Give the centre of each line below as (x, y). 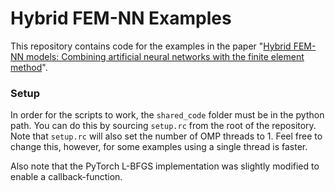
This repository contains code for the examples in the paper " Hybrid (151, 46)
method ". (29, 67)
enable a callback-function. (66, 177)
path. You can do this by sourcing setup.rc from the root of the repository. (163, 126)
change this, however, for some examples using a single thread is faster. (159, 147)
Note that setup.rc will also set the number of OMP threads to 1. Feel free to (166, 136)
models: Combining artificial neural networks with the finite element (165, 56)
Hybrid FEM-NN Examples (121, 18)
